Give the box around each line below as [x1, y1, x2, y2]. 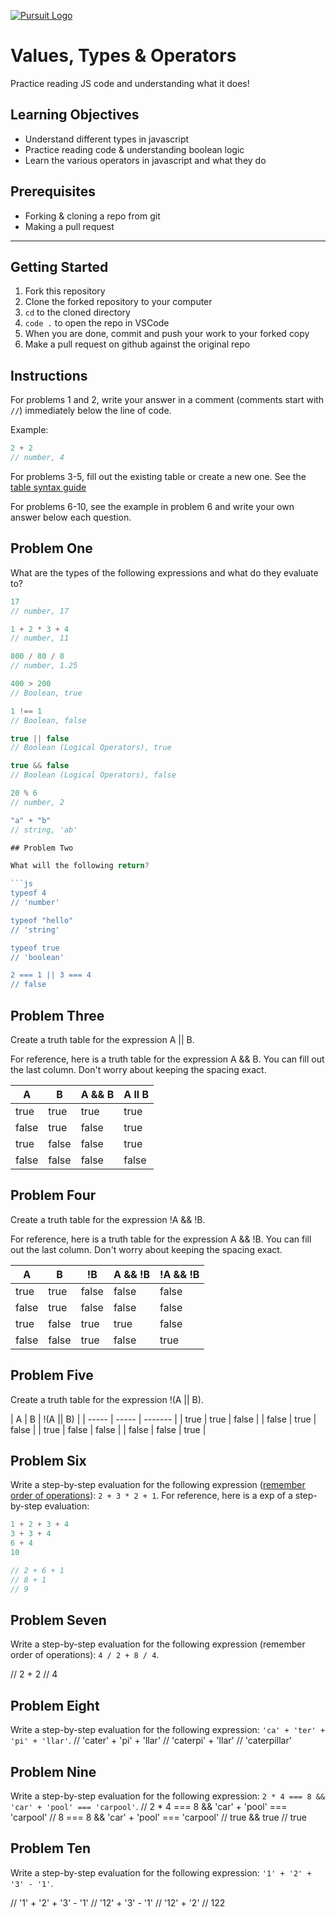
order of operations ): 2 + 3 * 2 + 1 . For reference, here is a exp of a [10, 1490, 293, 1502]
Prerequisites [10, 183, 96, 200]
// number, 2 [10, 797, 65, 807]
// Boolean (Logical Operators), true [10, 743, 172, 753]
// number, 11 [10, 633, 70, 644]
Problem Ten [10, 1840, 92, 1857]
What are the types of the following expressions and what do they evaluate [10, 566, 319, 579]
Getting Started [10, 258, 109, 275]
